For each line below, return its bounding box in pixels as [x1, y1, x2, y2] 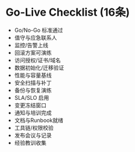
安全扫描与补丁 [14, 79, 52, 86]
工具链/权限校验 [14, 124, 54, 131]
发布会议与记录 [14, 132, 52, 139]
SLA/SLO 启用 [14, 94, 49, 101]
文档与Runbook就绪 [14, 117, 64, 124]
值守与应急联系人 [14, 34, 57, 41]
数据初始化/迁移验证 [14, 64, 64, 71]
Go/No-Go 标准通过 [14, 26, 63, 34]
